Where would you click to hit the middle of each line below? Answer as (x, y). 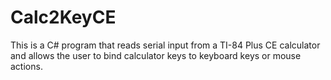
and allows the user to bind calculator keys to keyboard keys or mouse (156, 55)
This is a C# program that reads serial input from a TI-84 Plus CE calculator (165, 45)
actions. (26, 66)
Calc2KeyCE (63, 17)
